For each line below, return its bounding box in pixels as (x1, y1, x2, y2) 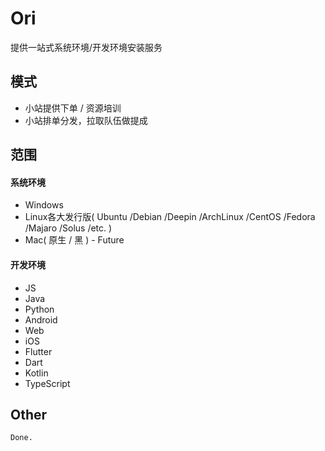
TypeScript (24, 377, 71, 389)
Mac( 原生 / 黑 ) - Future (24, 234, 125, 246)
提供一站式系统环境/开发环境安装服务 (10, 41, 163, 53)
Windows (24, 199, 64, 211)
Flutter (24, 345, 53, 357)
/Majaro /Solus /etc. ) (24, 222, 113, 234)
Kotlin (24, 367, 49, 379)
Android (24, 313, 58, 326)
